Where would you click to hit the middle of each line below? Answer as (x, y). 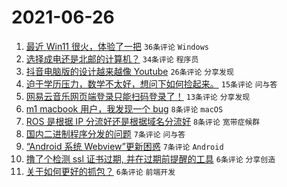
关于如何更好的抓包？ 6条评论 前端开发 (100, 171)
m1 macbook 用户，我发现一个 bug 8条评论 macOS (124, 108)
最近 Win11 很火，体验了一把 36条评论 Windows (117, 46)
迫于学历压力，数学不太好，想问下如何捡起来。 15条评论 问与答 (151, 83)
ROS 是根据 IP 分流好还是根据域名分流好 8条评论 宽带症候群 (143, 121)
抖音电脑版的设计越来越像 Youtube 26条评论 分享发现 (129, 71)
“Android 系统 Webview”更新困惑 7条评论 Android (124, 146)
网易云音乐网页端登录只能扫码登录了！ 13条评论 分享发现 (138, 96)
